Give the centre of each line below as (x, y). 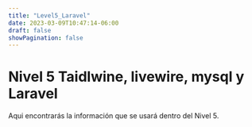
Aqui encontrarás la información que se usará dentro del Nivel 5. (114, 116)
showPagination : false (46, 38)
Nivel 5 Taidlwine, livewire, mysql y (126, 77)
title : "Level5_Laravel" (49, 15)
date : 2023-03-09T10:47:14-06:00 (64, 23)
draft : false (30, 30)
